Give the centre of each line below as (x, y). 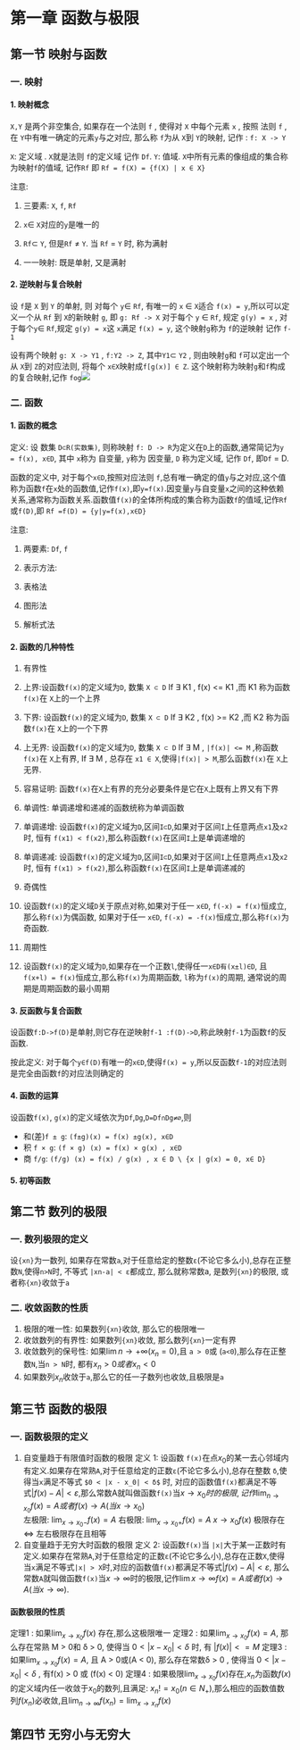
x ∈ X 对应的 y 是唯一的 (61, 224)
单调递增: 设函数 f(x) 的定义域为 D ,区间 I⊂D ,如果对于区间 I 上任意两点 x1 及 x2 (155, 827)
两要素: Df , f (46, 549)
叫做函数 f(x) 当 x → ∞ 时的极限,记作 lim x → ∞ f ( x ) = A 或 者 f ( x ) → (167, 1579)
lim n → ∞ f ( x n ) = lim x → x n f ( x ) (120, 1703)
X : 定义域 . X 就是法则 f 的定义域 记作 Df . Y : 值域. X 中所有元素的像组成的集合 (145, 156)
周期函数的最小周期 (74, 988)
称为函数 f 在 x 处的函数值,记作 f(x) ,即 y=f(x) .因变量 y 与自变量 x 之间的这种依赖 (147, 488)
